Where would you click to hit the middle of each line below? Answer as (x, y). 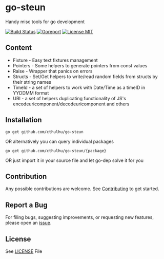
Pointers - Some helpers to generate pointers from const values (80, 65)
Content (19, 48)
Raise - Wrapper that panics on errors (53, 71)
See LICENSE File (24, 251)
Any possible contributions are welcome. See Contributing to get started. (82, 189)
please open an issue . (28, 223)
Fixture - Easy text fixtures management (55, 60)
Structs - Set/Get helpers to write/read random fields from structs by (85, 77)
